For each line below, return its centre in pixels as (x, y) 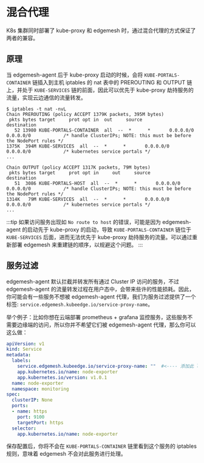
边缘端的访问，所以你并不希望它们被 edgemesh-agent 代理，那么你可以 (106, 325)
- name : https (29, 411)
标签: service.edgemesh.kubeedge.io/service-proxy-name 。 (80, 304)
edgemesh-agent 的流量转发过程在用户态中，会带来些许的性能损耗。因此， (100, 289)
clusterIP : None (32, 400)
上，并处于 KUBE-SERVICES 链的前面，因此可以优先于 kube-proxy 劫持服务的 (100, 90)
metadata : (19, 355)
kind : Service (24, 350)
